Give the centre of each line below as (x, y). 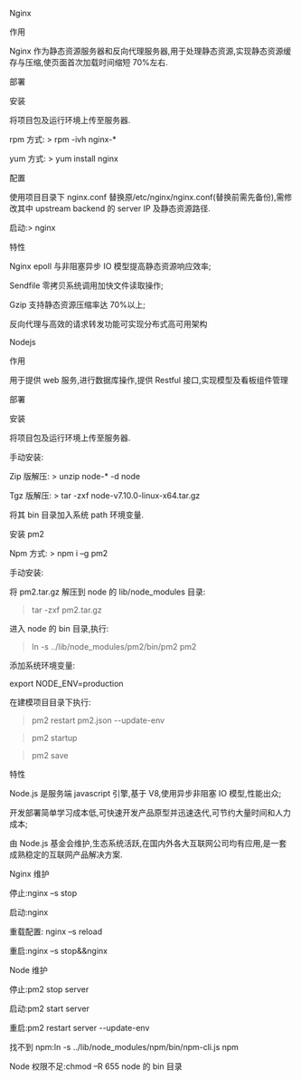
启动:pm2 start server (50, 1008)
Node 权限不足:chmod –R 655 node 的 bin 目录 (96, 1066)
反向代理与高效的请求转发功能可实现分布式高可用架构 (108, 324)
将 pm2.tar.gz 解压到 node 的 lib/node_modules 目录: (108, 592)
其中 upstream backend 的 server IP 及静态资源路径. (113, 208)
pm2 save (50, 755)
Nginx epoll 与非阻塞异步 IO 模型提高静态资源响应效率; (110, 266)
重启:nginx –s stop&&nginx (59, 951)
